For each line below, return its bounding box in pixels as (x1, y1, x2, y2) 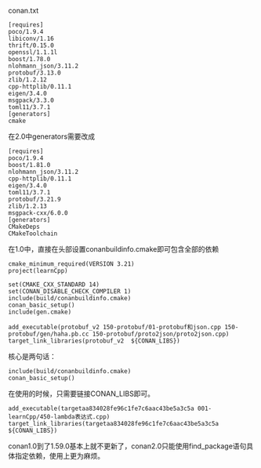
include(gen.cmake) (8, 308, 72, 316)
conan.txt (8, 6, 39, 15)
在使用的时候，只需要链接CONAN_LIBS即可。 (8, 389, 155, 398)
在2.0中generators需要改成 (8, 132, 96, 141)
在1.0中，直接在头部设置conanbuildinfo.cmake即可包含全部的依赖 (8, 245, 219, 253)
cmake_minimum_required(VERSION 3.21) (8, 260, 135, 268)
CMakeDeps (8, 223, 41, 230)
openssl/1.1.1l (8, 49, 58, 56)
